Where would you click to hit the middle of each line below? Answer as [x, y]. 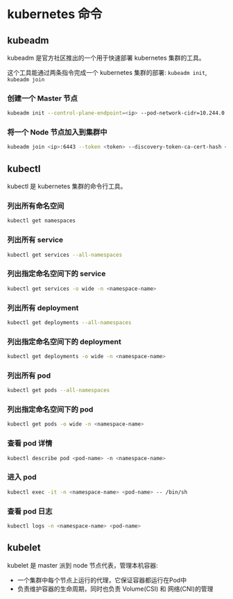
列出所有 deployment [43, 307]
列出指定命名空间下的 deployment [64, 341]
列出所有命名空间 [36, 206]
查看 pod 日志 [30, 511]
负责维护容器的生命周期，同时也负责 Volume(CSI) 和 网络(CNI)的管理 [115, 589]
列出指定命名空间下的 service [57, 273]
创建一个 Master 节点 [43, 98]
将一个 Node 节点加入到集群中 [57, 133]
